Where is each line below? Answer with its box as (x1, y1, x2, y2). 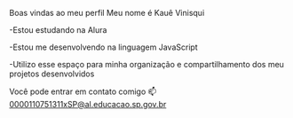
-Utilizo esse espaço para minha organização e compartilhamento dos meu (9, 59, 284, 69)
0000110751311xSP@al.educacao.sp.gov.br (9, 99, 167, 109)
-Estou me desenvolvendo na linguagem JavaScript (9, 42, 198, 52)
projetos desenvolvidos (9, 68, 95, 79)
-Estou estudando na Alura (9, 25, 107, 35)
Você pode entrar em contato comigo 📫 (9, 86, 157, 97)
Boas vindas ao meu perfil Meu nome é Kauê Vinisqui (9, 8, 205, 18)
